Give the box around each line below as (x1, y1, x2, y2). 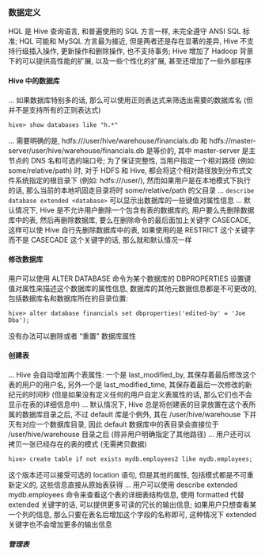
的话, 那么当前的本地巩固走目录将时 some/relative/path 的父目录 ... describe (8, 185, 255, 195)
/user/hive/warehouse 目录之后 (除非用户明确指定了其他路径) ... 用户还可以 (8, 429, 252, 439)
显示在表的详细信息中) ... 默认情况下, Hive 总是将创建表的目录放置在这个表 (8, 399, 249, 409)
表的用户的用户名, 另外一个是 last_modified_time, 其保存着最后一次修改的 (8, 379, 245, 389)
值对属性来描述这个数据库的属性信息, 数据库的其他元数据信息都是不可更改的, (8, 283, 257, 293)
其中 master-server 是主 (177, 145, 256, 155)
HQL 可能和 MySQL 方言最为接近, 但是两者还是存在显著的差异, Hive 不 (19, 36, 248, 46)
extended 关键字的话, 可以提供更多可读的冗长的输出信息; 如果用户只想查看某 (8, 500, 257, 509)
